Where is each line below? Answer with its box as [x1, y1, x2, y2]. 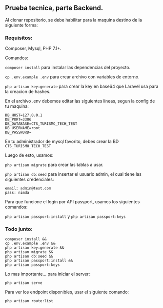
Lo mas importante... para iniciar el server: [5, 271, 90, 277]
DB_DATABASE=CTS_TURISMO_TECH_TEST [5, 121, 78, 126]
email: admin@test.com [5, 186, 51, 191]
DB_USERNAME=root [5, 126, 41, 131]
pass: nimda [5, 190, 29, 195]
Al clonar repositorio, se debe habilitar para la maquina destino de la [5, 17, 143, 23]
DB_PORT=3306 [5, 117, 32, 122]
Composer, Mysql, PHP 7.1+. [5, 46, 61, 51]
